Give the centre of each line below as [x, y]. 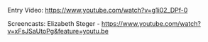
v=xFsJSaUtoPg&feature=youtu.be [58, 31]
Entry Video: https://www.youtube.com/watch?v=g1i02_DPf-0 [98, 10]
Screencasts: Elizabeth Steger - [54, 23]
